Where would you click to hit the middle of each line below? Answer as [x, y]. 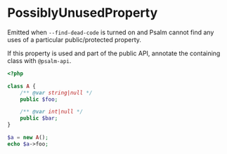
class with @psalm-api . [39, 60]
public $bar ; [39, 118]
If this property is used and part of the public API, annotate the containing [114, 53]
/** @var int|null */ [51, 112]
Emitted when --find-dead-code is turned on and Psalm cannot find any [111, 32]
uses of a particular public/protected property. [74, 39]
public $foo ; [39, 99]
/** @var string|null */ [56, 92]
